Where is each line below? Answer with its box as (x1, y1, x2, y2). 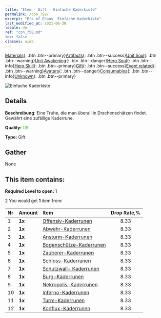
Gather (5, 148, 27, 157)
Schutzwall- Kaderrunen (42, 265, 100, 272)
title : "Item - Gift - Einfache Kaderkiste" (5, 7, 97, 12)
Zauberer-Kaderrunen (42, 250, 94, 256)
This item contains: (5, 175, 65, 183)
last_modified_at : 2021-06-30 (5, 21, 67, 26)
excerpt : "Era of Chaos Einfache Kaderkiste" (5, 16, 101, 21)
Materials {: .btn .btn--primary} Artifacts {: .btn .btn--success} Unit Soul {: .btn (5, 52, 157, 58)
